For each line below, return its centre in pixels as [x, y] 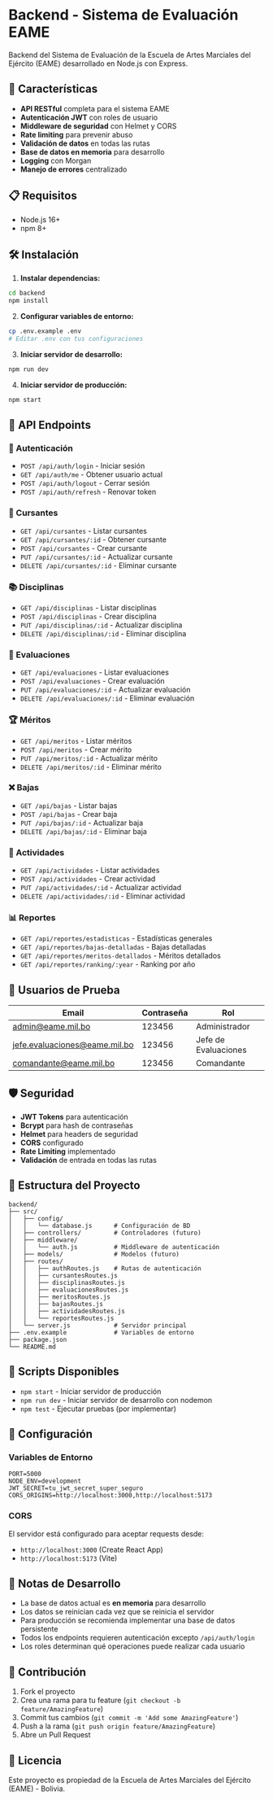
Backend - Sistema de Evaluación [123, 15]
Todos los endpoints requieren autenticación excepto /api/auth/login [138, 1638]
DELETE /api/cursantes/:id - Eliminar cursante [98, 565]
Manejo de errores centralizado [74, 169]
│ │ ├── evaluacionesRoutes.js [69, 1290]
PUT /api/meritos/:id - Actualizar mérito [89, 758]
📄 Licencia [35, 1761]
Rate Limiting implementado [68, 1151]
